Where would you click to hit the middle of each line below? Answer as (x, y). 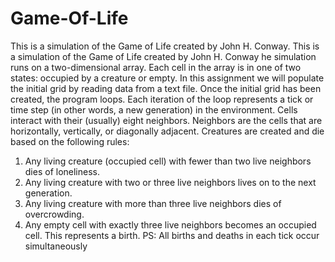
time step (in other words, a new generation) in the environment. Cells (154, 109)
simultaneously (56, 246)
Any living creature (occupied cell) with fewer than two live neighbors (168, 161)
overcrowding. (54, 214)
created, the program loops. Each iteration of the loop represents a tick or (162, 99)
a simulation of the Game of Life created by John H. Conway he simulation (163, 56)
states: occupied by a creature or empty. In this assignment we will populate (167, 78)
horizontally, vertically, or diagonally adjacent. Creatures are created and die (167, 131)
